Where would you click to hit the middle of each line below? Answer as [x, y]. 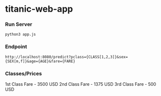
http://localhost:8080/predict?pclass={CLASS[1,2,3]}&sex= [67, 57]
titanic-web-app [39, 9]
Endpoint [16, 47]
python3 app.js [21, 35]
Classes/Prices [23, 73]
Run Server [19, 24]
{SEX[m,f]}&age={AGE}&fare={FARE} [40, 61]
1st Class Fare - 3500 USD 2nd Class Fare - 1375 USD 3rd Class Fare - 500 [81, 84]
